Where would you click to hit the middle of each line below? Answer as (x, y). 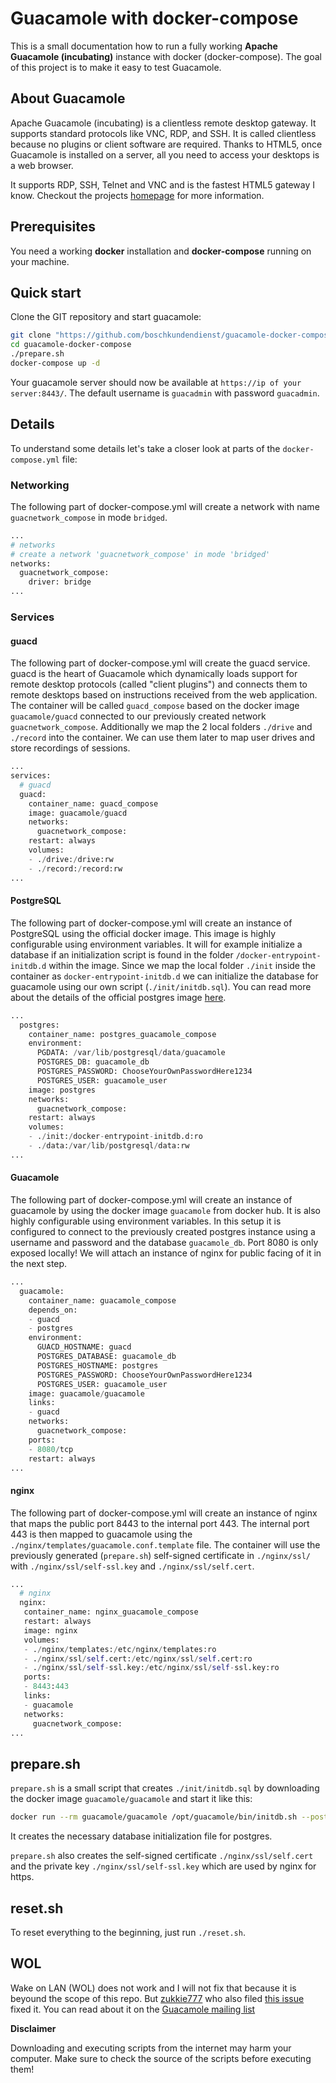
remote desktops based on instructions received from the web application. (164, 695)
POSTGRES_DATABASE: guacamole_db (106, 1357)
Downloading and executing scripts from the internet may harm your (151, 2048)
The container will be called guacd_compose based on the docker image (155, 706)
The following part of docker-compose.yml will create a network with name (165, 506)
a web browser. (42, 165)
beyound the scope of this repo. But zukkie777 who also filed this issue (157, 1998)
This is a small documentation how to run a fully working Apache (144, 46)
